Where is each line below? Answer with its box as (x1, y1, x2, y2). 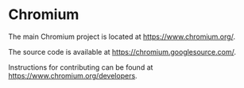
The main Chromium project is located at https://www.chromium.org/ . (8, 32, 236, 41)
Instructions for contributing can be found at (8, 62, 153, 72)
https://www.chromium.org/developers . (8, 71, 137, 80)
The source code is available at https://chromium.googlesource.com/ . (8, 47, 237, 56)
